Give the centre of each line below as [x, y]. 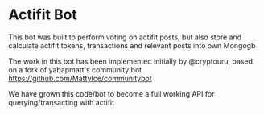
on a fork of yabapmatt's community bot [75, 69]
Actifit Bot [43, 15]
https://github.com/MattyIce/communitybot [80, 78]
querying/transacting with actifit [62, 102]
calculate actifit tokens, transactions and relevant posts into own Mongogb [132, 45]
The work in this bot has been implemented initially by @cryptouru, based [131, 61]
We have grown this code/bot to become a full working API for [111, 93]
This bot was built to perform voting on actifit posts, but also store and [125, 37]
